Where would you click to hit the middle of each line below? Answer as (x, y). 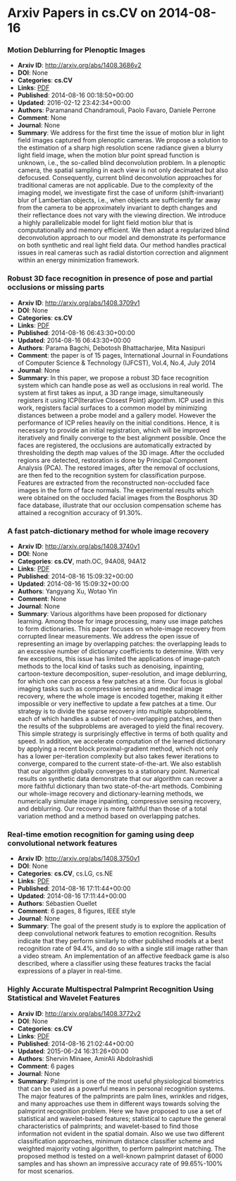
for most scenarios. (46, 1171)
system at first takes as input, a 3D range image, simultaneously (111, 392)
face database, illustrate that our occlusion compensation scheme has (119, 505)
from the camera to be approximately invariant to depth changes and (117, 208)
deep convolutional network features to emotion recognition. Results (117, 933)
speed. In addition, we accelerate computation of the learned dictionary (122, 741)
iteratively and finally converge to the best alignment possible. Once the (122, 437)
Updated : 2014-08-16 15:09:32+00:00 (73, 584)
